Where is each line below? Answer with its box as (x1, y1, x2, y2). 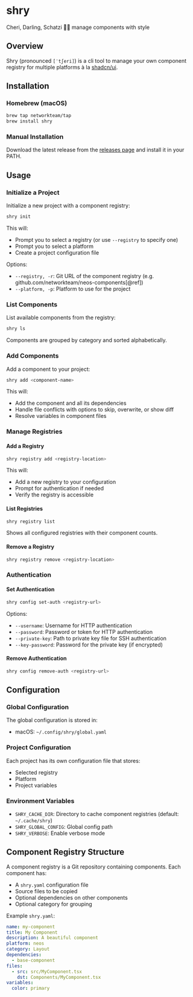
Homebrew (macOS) (6, 99, 68, 107)
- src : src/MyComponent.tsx (11, 969, 83, 975)
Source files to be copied (14, 887, 78, 894)
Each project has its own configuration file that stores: (6, 757, 141, 764)
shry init (6, 214, 31, 220)
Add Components (6, 352, 59, 360)
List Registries (6, 505, 43, 512)
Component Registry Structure (6, 847, 125, 857)
